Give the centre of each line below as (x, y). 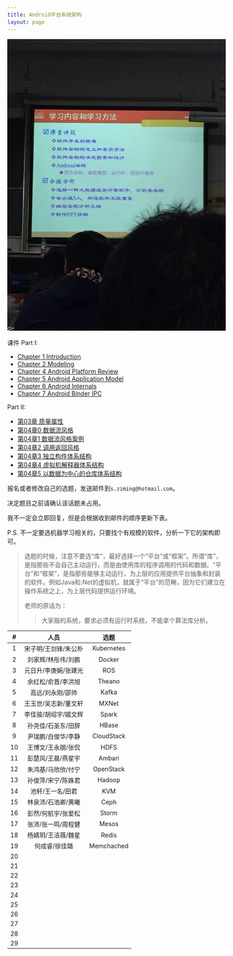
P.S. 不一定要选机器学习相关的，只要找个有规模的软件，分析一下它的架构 (111, 533)
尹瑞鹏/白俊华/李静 (54, 736)
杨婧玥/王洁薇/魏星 (54, 835)
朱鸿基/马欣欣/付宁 (54, 769)
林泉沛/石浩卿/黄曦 (54, 802)
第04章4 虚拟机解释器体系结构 (60, 465)
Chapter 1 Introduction (49, 357)
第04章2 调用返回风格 (48, 448)
